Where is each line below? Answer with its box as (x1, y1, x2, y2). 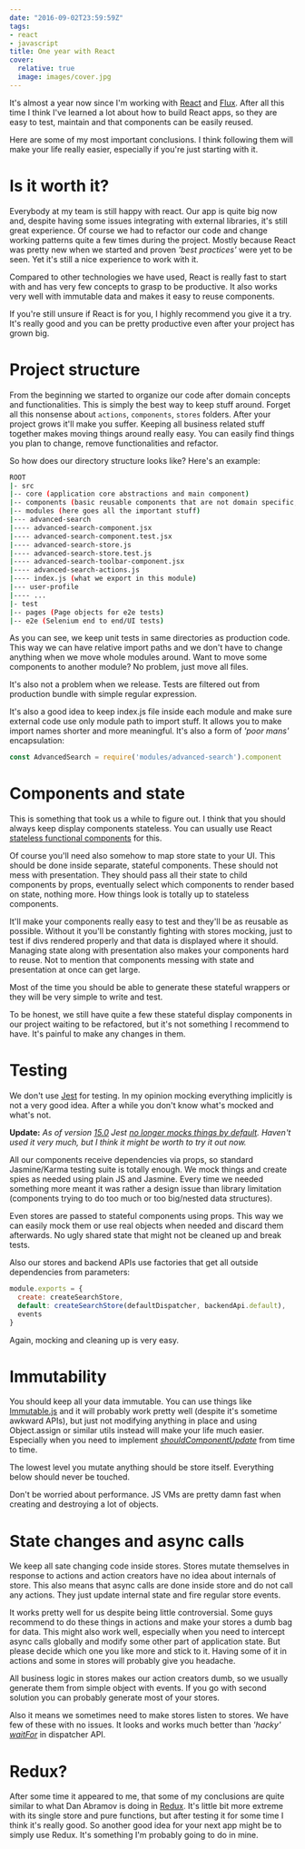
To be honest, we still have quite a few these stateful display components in (9, 1009, 293, 1020)
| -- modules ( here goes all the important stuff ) (9, 507, 202, 516)
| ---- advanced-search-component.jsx (9, 523, 152, 532)
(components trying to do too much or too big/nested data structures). (9, 1193, 273, 1204)
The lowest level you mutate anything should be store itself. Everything (9, 1462, 274, 1473)
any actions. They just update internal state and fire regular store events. (9, 1589, 281, 1600)
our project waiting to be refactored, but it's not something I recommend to (9, 1018, 290, 1030)
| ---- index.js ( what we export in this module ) (9, 574, 197, 584)
